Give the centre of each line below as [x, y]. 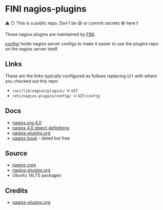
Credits [17, 191]
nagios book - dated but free [41, 138]
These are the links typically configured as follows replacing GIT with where [81, 76]
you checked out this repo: [32, 81]
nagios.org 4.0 [27, 122]
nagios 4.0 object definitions [41, 128]
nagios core [24, 165]
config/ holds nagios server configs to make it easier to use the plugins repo [82, 44]
